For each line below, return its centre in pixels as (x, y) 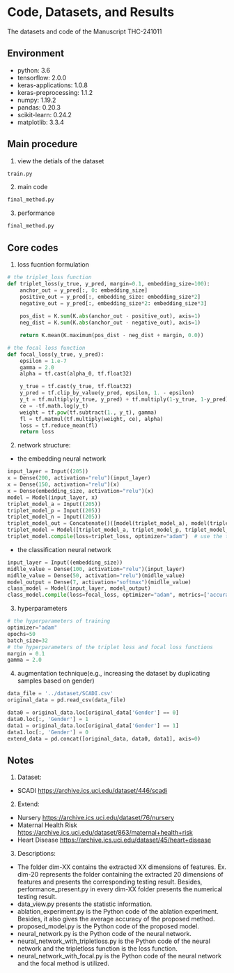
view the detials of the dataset (61, 161)
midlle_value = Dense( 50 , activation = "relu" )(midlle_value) (96, 575)
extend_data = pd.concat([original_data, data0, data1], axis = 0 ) (104, 738)
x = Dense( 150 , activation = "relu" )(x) (63, 484)
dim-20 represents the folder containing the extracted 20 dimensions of (120, 875)
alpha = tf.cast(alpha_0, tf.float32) (76, 374)
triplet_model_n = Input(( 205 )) (54, 517)
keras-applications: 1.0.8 (53, 85)
